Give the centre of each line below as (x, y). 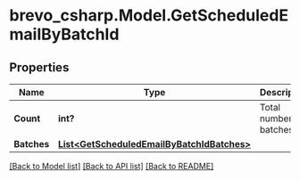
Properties (39, 67)
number (276, 119)
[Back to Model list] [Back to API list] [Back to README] (112, 166)
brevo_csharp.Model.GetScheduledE (149, 16)
